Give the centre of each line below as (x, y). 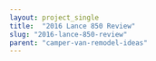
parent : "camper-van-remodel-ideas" (78, 43)
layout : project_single (54, 17)
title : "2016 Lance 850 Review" (73, 26)
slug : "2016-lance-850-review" (68, 34)
